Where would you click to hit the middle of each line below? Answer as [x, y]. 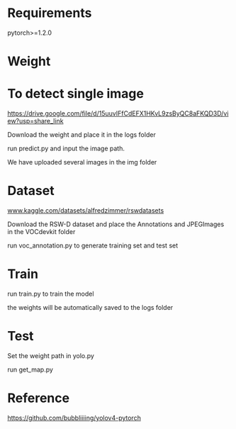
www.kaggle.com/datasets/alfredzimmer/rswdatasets [86, 210]
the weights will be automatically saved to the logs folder [90, 307]
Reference [38, 398]
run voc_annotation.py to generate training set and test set [93, 245]
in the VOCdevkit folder [41, 232]
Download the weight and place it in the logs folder [82, 135]
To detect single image [75, 94]
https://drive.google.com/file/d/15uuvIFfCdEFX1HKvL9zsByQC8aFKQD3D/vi [118, 113]
